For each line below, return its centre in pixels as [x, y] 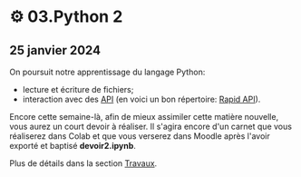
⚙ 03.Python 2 [66, 17]
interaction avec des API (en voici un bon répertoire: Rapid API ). [141, 99]
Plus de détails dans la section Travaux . [83, 163]
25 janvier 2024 [55, 50]
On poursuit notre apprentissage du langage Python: [107, 72]
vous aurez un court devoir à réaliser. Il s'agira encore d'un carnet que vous [151, 126]
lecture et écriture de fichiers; [78, 89]
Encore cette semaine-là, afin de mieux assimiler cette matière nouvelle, [144, 117]
